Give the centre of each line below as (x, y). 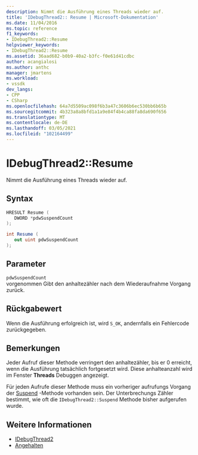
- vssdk (16, 84)
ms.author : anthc (28, 67)
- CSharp (17, 100)
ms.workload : (22, 78)
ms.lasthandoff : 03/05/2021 (41, 128)
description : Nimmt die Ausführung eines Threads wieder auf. (85, 12)
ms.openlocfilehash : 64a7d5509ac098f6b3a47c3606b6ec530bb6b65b (86, 106)
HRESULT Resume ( (28, 213)
